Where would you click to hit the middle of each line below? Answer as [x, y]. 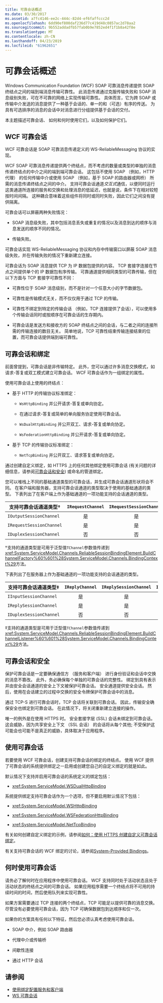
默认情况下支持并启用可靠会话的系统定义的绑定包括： [58, 776]
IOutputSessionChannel [33, 516]
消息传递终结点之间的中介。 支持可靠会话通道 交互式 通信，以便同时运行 [84, 184]
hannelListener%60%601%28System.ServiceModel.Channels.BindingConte [81, 639]
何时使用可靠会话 [31, 868]
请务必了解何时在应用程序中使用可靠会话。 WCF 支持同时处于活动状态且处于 [81, 880]
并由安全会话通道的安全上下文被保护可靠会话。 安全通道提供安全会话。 [76, 686]
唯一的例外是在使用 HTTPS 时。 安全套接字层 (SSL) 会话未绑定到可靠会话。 [80, 719]
